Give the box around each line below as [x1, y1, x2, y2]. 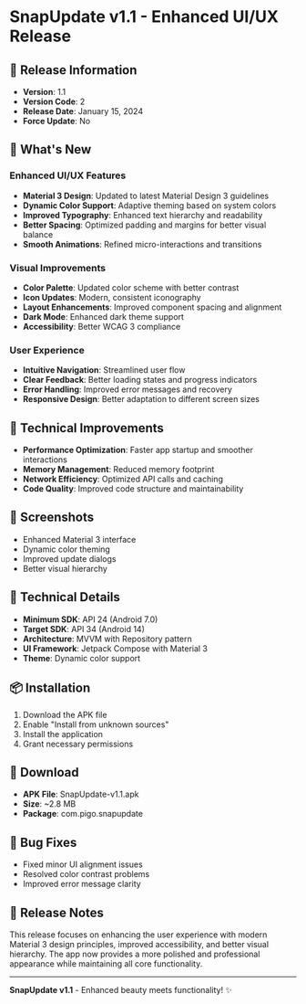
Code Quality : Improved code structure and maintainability [22, 483, 244, 494]
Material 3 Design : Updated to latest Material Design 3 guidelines [22, 190, 270, 201]
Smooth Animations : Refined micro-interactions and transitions [22, 238, 262, 249]
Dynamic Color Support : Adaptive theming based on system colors [22, 199, 277, 211]
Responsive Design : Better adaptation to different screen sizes [22, 394, 260, 405]
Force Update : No [22, 116, 91, 126]
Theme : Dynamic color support [22, 652, 141, 663]
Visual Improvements [9, 261, 107, 274]
